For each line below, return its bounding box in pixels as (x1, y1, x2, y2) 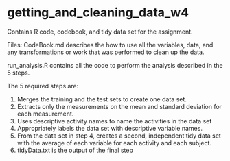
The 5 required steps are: (7, 82, 79, 90)
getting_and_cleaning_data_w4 (7, 5, 189, 21)
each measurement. (16, 110, 74, 118)
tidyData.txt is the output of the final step (16, 146, 134, 154)
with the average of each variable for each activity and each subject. (16, 138, 211, 147)
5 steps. (7, 69, 30, 77)
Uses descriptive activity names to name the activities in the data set (16, 116, 212, 125)
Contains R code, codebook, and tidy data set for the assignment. (7, 27, 194, 36)
